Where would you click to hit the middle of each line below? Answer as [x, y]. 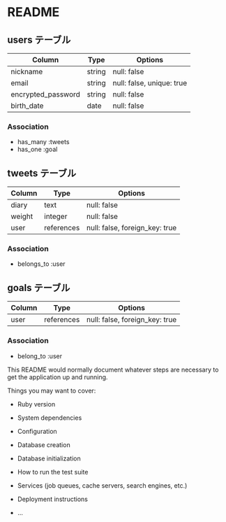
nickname [27, 72]
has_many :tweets [43, 142]
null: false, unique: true [150, 83]
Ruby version [36, 404]
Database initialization [49, 458]
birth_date [27, 106]
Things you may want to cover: [52, 390]
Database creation [44, 444]
